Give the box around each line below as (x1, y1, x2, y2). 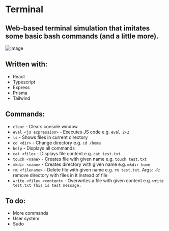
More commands (12, 210, 48, 216)
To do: (5, 197, 26, 206)
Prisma (12, 90, 28, 96)
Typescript (12, 79, 36, 85)
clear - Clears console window (12, 123, 78, 129)
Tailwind (12, 95, 31, 101)
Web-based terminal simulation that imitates (5, 24, 150, 33)
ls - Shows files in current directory (12, 134, 88, 140)
